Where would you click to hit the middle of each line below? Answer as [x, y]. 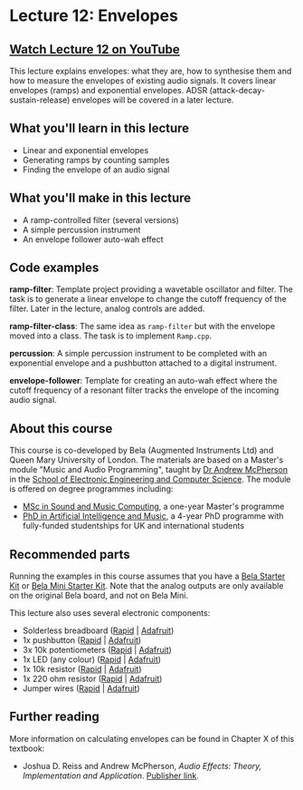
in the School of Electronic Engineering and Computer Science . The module [150, 479]
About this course [61, 429]
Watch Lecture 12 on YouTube [95, 49]
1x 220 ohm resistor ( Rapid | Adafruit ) [92, 679]
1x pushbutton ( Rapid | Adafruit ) [82, 640]
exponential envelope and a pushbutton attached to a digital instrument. [143, 363]
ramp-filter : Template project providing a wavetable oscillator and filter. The [151, 289]
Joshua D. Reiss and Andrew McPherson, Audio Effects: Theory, [142, 766]
